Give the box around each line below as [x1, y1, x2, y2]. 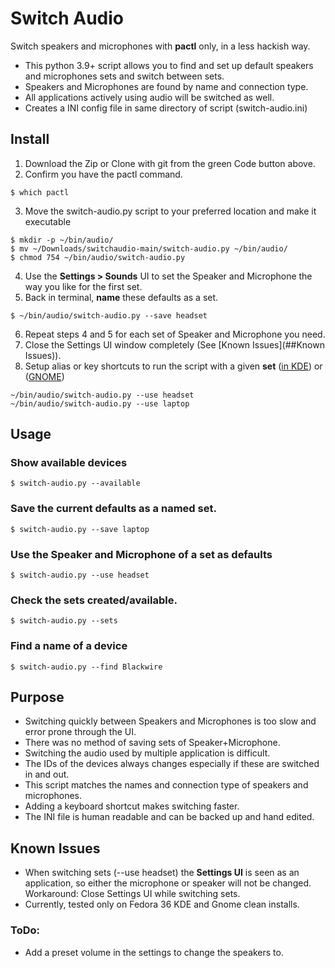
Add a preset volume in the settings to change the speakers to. [24, 946, 284, 958]
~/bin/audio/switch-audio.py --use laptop [10, 398, 190, 409]
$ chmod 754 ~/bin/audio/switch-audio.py [10, 252, 186, 262]
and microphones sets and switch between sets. [24, 70, 225, 82]
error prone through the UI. [24, 726, 137, 738]
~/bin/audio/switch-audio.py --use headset [10, 390, 195, 400]
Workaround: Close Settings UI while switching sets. [24, 888, 241, 900]
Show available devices [10, 456, 128, 470]
